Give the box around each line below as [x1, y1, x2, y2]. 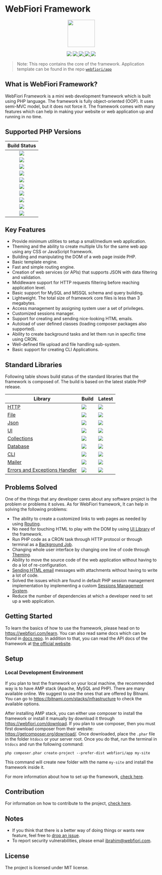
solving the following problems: [5, 506, 68, 512]
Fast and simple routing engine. [12, 264, 75, 270]
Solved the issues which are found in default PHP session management [12, 578, 154, 583]
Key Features [5, 226, 46, 234]
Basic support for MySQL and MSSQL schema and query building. [12, 290, 144, 296]
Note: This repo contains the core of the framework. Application [16, 61, 145, 66]
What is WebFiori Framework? [5, 80, 98, 88]
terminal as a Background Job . [12, 542, 74, 547]
